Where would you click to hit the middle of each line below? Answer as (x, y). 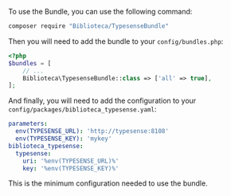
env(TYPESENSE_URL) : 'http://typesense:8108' (92, 131)
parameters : (28, 124)
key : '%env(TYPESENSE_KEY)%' (71, 168)
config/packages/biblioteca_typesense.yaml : (82, 109)
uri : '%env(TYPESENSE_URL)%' (71, 161)
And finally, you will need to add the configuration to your (102, 101)
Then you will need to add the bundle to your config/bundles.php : (116, 41)
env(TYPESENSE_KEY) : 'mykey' (64, 139)
